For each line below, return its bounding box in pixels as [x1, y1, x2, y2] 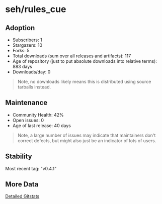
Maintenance [5, 98, 48, 107]
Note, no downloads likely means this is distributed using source [17, 79, 151, 84]
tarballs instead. [17, 84, 51, 90]
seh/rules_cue [5, 4, 66, 15]
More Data [5, 180, 39, 189]
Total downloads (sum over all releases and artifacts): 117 [12, 53, 131, 59]
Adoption [5, 24, 35, 32]
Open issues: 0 [12, 117, 44, 123]
